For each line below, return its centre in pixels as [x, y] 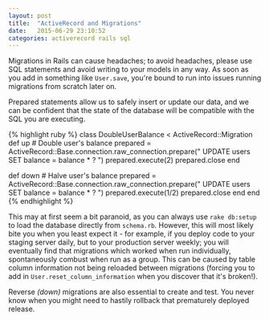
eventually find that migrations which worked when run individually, [120, 251]
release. [22, 309]
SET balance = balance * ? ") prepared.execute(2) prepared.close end [124, 160]
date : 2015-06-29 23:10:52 [57, 30]
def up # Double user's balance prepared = [80, 143]
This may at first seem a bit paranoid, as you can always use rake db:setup [132, 217]
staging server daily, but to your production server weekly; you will [118, 242]
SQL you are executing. [47, 119]
